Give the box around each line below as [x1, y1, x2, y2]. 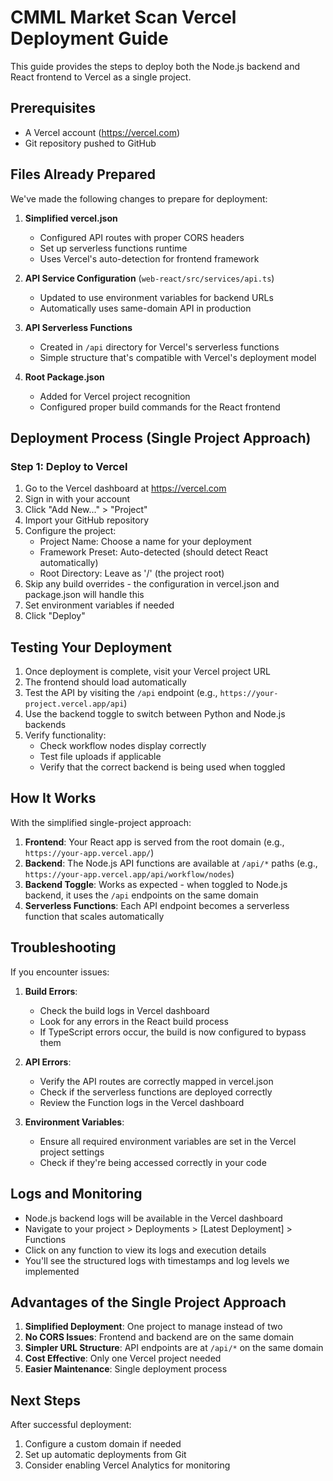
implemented [24, 1265, 80, 1277]
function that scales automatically [24, 910, 165, 922]
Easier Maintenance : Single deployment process [24, 1363, 228, 1375]
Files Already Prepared [10, 166, 156, 183]
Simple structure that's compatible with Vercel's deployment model [39, 351, 317, 363]
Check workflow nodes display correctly [39, 740, 207, 752]
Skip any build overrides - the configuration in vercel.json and [24, 578, 280, 590]
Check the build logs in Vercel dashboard [39, 1004, 210, 1016]
